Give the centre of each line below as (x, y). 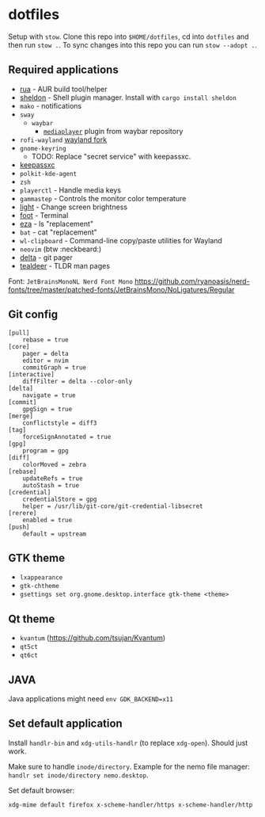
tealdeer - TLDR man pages (65, 265)
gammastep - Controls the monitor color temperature (103, 198)
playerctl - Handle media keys (70, 190)
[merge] (21, 416)
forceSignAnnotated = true (67, 437)
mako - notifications (50, 105)
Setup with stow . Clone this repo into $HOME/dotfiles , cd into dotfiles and (129, 36)
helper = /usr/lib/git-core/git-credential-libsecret (113, 506)
